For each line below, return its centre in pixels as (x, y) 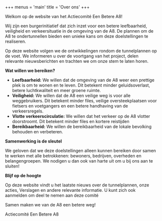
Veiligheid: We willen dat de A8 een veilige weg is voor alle (71, 95)
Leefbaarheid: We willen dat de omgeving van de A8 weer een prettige (83, 80)
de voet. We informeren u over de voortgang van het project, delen (72, 56)
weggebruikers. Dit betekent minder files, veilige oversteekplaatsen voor (84, 101)
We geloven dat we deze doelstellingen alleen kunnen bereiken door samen (81, 151)
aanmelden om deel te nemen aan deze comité (52, 195)
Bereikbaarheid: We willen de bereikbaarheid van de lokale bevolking (82, 127)
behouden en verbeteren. (37, 132)
